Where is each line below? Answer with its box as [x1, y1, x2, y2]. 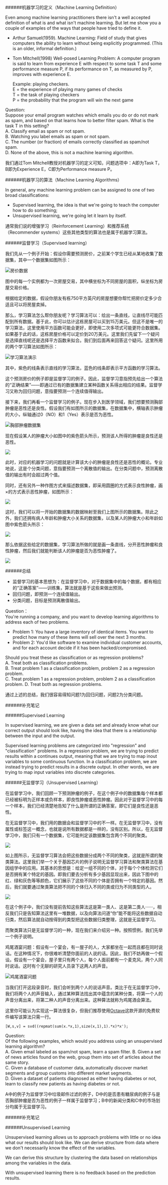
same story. [5, 1059, 29, 1065]
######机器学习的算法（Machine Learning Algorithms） [5, 177, 122, 182]
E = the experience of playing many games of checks [12, 86, 122, 92]
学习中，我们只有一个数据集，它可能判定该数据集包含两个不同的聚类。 [5, 832, 150, 838]
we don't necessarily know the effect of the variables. [5, 1145, 116, 1151]
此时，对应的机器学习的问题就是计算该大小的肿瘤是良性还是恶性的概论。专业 [5, 459, 163, 465]
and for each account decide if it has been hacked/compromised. [12, 645, 147, 651]
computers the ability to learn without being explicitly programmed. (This [12, 40, 162, 46]
